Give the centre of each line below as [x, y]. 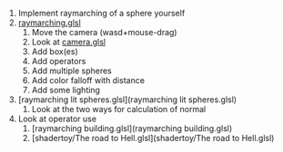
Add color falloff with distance [88, 80]
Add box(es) [55, 52]
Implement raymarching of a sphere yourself [101, 13]
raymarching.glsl [50, 23]
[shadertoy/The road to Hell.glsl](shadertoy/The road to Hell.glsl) [153, 138]
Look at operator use [57, 119]
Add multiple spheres [71, 71]
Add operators [59, 61]
